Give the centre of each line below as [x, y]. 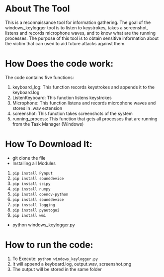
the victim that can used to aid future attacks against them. [65, 43]
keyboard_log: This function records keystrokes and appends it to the [83, 87]
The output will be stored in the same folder [57, 269]
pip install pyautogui [36, 210]
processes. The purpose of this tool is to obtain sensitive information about [82, 38]
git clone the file [29, 158]
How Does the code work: [59, 64]
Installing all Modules [34, 163]
